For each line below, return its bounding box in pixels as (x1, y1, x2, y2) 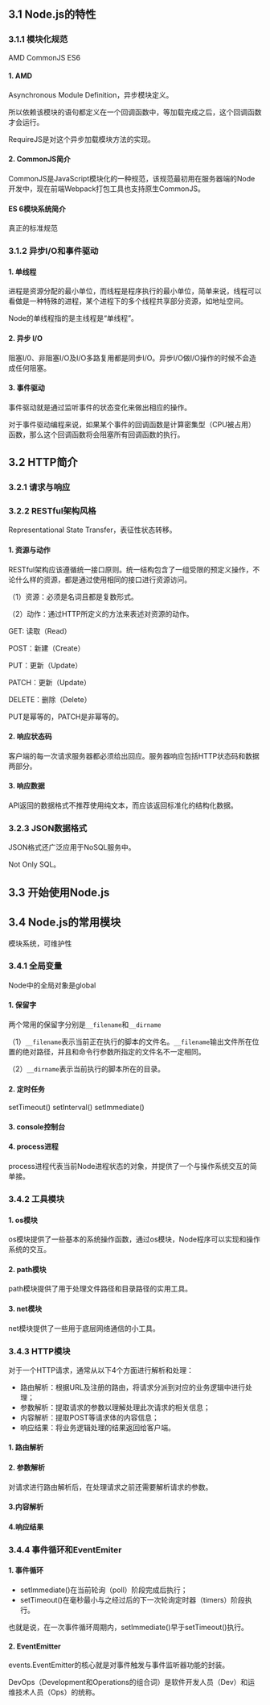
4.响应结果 (8, 1522, 44, 1532)
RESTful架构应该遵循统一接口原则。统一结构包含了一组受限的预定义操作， (8, 564, 253, 574)
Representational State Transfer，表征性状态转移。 (8, 525, 177, 534)
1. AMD (8, 71, 33, 81)
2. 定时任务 (8, 1083, 46, 1094)
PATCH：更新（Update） (8, 677, 91, 687)
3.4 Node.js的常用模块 (8, 916, 121, 929)
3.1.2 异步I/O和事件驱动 (8, 245, 99, 256)
